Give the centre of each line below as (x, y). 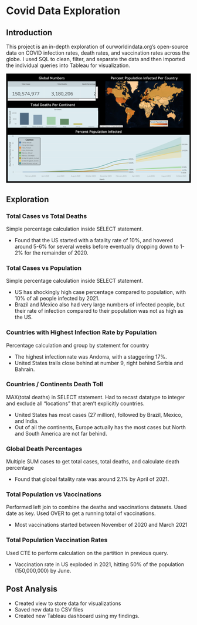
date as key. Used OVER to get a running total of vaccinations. (81, 513)
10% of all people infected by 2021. (57, 299)
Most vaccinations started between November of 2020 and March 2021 (101, 525)
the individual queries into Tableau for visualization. (68, 65)
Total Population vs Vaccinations (54, 494)
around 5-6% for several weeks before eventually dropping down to (96, 246)
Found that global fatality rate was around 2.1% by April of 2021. (92, 479)
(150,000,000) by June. (43, 570)
